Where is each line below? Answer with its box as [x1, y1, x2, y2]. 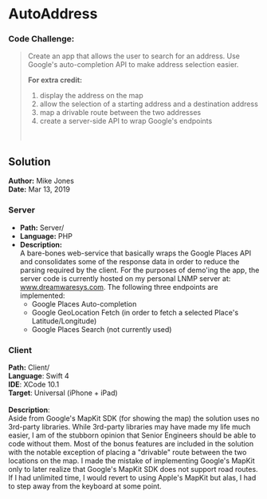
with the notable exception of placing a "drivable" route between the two [8, 447, 247, 457]
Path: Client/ [8, 362, 50, 372]
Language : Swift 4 [8, 370, 69, 380]
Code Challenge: [8, 34, 75, 45]
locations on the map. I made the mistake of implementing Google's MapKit [8, 456, 255, 465]
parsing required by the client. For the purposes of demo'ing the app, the [19, 265, 260, 275]
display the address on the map [39, 91, 143, 101]
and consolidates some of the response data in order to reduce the [19, 256, 240, 266]
